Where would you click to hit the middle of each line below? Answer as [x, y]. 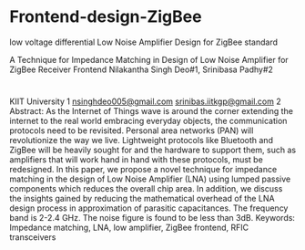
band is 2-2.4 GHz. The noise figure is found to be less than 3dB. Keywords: [152, 218]
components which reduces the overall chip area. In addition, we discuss [146, 189]
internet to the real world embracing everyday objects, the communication [148, 121]
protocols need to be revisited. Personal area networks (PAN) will [132, 130]
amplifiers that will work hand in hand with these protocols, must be [137, 160]
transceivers [33, 237]
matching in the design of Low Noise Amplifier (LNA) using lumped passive [150, 179]
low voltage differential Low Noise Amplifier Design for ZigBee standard [143, 42]
